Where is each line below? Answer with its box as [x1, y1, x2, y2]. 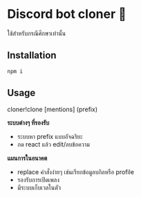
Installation [7, 50, 57, 62]
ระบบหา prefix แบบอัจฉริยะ [17, 133, 83, 141]
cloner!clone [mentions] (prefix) [7, 105, 98, 113]
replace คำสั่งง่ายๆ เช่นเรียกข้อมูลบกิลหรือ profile [17, 168, 135, 176]
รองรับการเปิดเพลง [17, 176, 60, 184]
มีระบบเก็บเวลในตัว [17, 183, 62, 192]
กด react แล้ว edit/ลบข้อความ [17, 140, 90, 149]
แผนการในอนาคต [7, 154, 48, 162]
